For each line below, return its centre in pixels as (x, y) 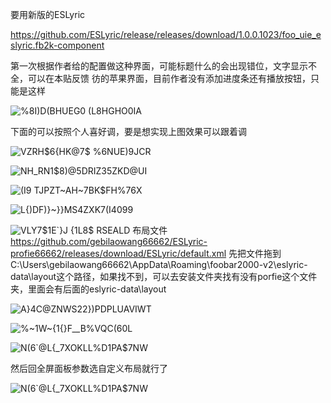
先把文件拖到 (255, 253)
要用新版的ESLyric (48, 14)
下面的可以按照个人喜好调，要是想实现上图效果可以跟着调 (128, 131)
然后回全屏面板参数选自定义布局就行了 (89, 368)
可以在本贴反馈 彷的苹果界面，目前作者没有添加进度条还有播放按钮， (169, 78)
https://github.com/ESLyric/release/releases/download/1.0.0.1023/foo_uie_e (166, 34)
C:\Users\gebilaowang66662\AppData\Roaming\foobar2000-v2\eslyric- (159, 264)
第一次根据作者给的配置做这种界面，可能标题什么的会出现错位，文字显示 (159, 66)
